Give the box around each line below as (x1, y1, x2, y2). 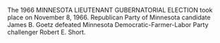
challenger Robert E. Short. (7, 28, 86, 36)
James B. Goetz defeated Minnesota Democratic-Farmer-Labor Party (7, 21, 209, 28)
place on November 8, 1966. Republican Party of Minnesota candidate (7, 13, 211, 21)
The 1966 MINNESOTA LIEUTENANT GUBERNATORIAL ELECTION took (7, 6, 213, 14)
